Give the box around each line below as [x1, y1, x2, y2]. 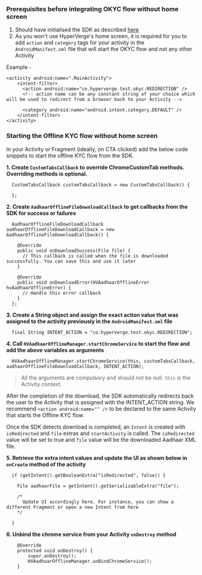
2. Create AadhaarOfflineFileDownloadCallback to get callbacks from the [6, 203, 188, 210]
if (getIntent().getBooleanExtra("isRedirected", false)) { [11, 472, 166, 478]
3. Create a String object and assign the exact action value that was [6, 311, 179, 318]
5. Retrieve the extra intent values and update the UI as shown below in [6, 454, 188, 461]
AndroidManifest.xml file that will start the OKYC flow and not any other [14, 45, 193, 53]
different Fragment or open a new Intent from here [6, 504, 139, 510]
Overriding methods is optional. [6, 170, 87, 177]
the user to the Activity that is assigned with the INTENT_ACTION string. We [6, 398, 195, 406]
